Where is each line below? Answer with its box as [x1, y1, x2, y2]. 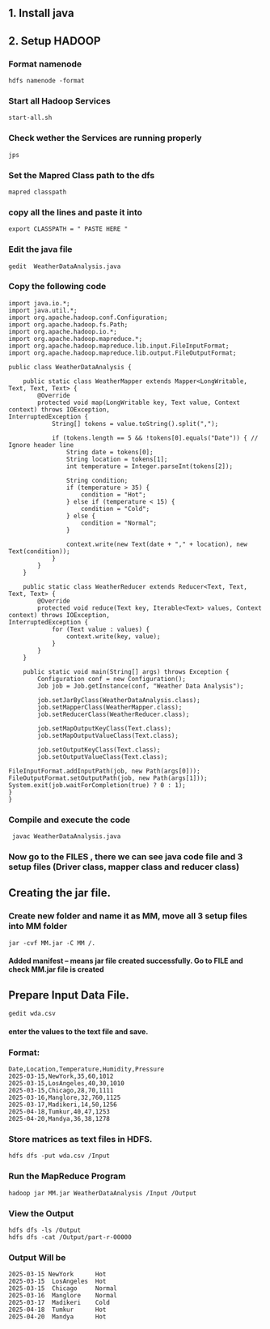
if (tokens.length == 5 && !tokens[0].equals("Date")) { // [51, 433, 259, 442]
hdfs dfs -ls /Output [8, 1226, 82, 1234]
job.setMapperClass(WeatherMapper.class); [37, 703, 183, 711]
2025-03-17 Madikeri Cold [8, 1299, 111, 1307]
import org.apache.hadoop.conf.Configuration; [8, 313, 168, 322]
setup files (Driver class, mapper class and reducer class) [8, 862, 240, 873]
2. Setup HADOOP [8, 34, 101, 48]
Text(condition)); [8, 547, 70, 556]
